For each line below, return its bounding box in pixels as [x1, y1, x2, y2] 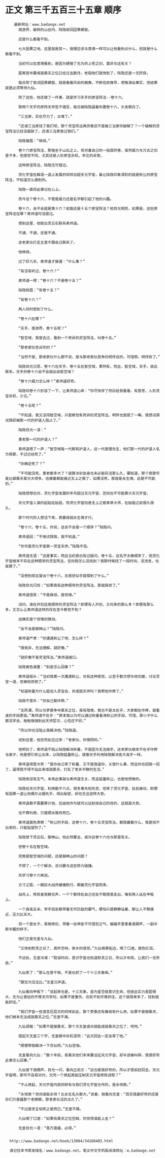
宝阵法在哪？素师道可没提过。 [5, 211, 57, 216]
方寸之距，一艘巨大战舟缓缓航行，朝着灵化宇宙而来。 [18, 882, 110, 887]
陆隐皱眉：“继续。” [18, 138, 51, 143]
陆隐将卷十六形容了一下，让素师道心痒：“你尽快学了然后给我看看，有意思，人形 [18, 388, 157, 393]
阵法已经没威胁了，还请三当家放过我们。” [8, 129, 79, 133]
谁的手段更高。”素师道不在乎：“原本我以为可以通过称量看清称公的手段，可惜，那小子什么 [5, 713, 158, 718]
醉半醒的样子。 [5, 926, 31, 931]
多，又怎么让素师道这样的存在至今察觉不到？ [5, 607, 82, 612]
